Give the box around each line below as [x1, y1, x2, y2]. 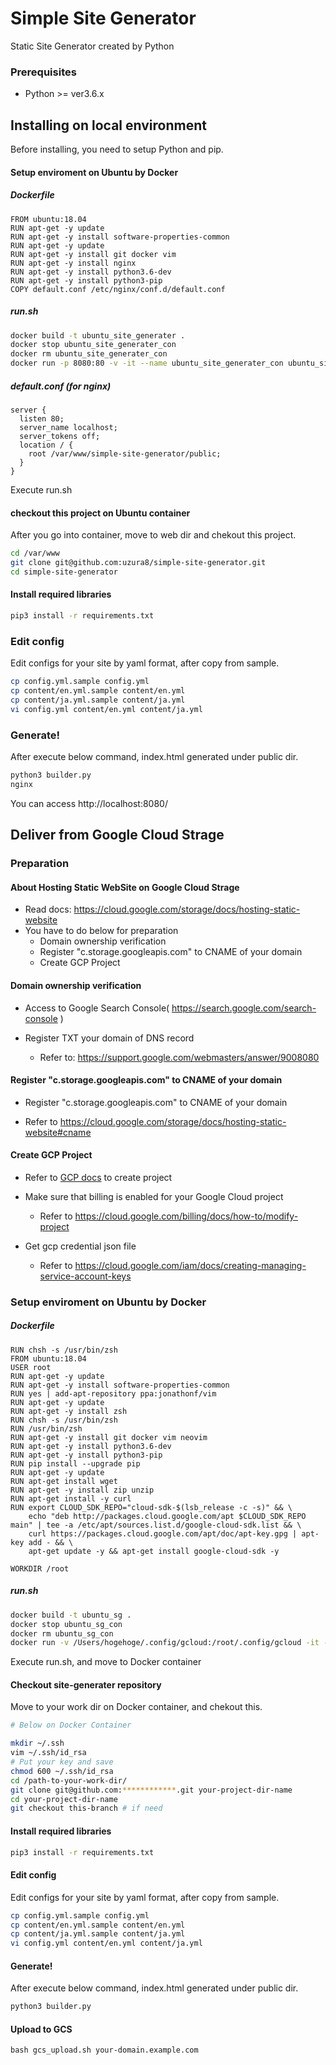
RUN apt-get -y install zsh [10, 1406, 128, 1416]
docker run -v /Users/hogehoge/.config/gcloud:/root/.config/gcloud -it [10, 1638, 320, 1648]
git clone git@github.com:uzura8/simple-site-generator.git [10, 558, 267, 568]
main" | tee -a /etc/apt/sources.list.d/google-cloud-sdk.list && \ [10, 1520, 302, 1530]
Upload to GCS [10, 2023, 73, 2035]
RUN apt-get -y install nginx [10, 258, 137, 268]
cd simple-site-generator [10, 567, 118, 577]
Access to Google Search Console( [24, 1002, 170, 1014]
